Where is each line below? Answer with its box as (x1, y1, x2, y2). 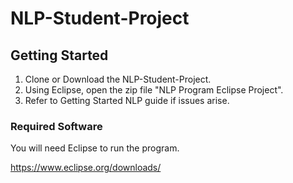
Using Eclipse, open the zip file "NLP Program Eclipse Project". (24, 84, 284, 96)
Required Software (10, 119, 103, 133)
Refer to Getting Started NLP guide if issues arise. (24, 95, 230, 106)
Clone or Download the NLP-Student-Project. (24, 73, 212, 85)
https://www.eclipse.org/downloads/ (10, 162, 162, 174)
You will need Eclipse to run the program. (10, 142, 180, 154)
